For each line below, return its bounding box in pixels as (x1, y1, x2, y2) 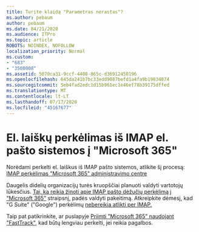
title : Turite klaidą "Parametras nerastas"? (6, 8, 123, 15)
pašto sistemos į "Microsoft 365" (6, 144, 178, 157)
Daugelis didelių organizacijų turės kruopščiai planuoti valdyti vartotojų (6, 182, 183, 189)
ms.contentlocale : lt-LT (6, 93, 69, 99)
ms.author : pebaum (6, 15, 53, 21)
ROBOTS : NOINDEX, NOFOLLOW (6, 43, 75, 49)
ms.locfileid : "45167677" (6, 104, 72, 111)
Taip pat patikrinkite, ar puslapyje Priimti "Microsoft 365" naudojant (6, 213, 174, 220)
